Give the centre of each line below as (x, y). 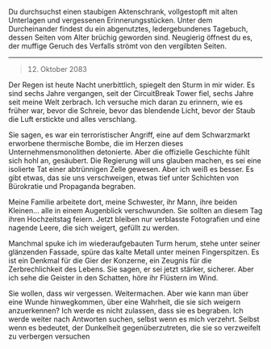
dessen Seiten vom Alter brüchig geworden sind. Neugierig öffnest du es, (130, 37)
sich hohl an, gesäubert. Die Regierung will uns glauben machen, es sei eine (135, 160)
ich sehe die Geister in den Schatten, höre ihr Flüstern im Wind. (113, 278)
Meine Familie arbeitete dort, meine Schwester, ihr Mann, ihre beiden (123, 202)
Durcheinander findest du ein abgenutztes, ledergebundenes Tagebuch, (128, 29)
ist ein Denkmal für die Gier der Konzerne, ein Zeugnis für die (110, 261)
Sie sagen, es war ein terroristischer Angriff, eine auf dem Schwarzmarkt (129, 135)
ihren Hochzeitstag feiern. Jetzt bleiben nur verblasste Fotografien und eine (134, 219)
